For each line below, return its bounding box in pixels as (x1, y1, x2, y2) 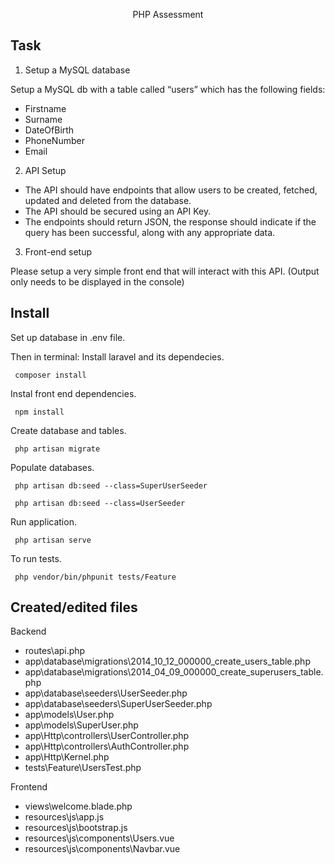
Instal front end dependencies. (10, 387, 137, 399)
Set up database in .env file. (10, 331, 126, 343)
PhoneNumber (24, 134, 85, 146)
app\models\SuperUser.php (24, 719, 139, 731)
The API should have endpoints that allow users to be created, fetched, (24, 184, 318, 196)
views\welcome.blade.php (24, 800, 133, 813)
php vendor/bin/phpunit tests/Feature (14, 572, 177, 582)
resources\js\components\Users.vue (24, 832, 175, 844)
